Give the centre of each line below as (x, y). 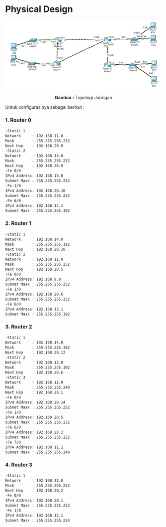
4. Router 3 (19, 465)
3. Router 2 (19, 327)
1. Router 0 (18, 120)
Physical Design (39, 9)
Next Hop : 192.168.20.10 (35, 249)
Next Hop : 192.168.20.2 (34, 491)
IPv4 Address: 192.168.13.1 (34, 309)
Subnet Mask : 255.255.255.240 (38, 452)
